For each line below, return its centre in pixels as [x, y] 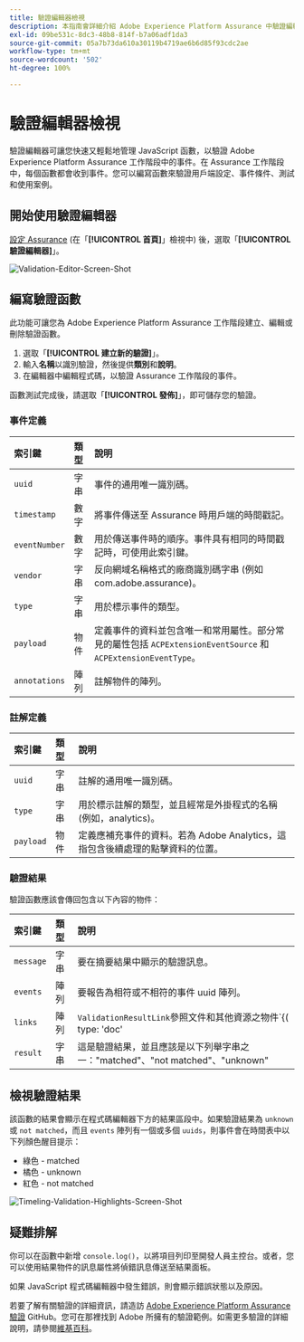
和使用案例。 [33, 184]
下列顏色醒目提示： [45, 1142]
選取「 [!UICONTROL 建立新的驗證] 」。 [93, 353]
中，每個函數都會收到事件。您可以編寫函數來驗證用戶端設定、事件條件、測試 [152, 173]
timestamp [35, 514]
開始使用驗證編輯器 [63, 216]
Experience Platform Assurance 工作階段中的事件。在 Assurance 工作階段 [147, 162]
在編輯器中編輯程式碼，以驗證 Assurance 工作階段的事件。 [132, 376]
